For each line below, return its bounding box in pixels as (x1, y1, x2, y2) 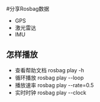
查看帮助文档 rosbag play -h (14, 66, 84, 73)
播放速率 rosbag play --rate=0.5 (14, 81, 94, 88)
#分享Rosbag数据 (6, 5, 50, 12)
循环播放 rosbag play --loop (14, 74, 84, 81)
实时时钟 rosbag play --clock (14, 89, 87, 96)
